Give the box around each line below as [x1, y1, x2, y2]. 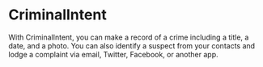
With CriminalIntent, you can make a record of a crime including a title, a [8, 32, 249, 42]
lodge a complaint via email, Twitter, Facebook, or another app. [8, 49, 218, 59]
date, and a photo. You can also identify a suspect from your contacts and [8, 40, 256, 50]
